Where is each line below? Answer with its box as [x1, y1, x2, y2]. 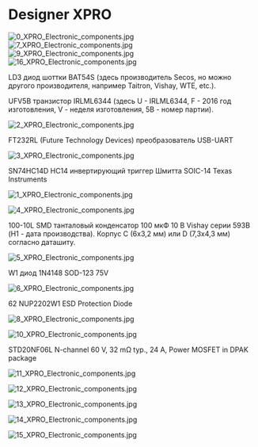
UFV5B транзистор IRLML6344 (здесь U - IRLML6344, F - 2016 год [8, 96, 232, 105]
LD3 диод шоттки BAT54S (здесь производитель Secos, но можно [8, 72, 232, 82]
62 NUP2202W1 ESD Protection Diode [8, 299, 133, 308]
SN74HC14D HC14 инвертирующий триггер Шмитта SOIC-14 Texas [8, 166, 233, 175]
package [8, 353, 37, 362]
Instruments [8, 174, 47, 184]
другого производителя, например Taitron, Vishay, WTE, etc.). [8, 81, 216, 90]
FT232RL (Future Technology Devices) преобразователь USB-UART [8, 135, 233, 144]
